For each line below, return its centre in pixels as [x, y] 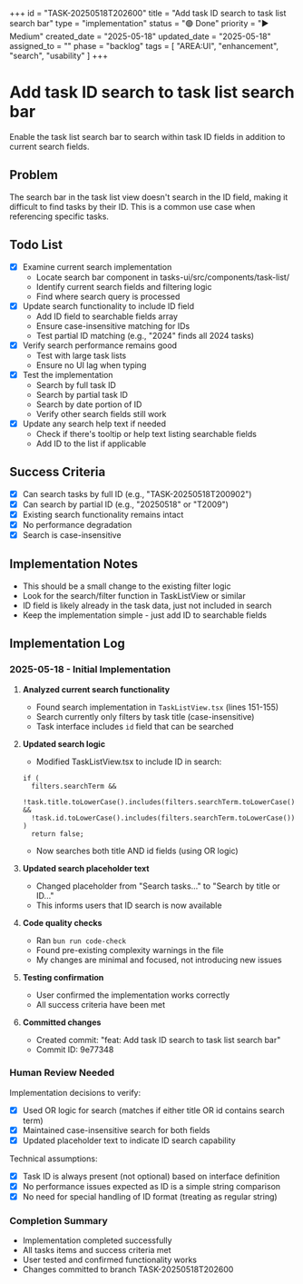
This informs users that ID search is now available [129, 905]
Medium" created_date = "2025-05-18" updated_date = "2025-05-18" [140, 36]
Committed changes [62, 1022]
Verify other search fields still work [101, 413]
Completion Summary [59, 1221]
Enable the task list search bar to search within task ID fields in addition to [147, 136]
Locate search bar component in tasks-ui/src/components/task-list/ [163, 277]
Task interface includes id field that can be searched [135, 726]
